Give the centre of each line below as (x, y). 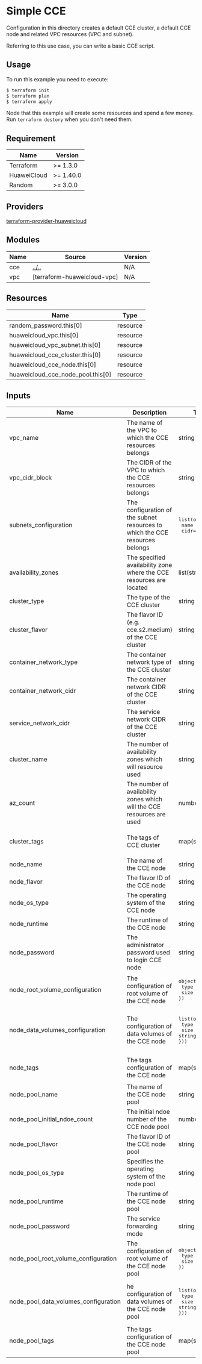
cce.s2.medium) (150, 630)
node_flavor (26, 882)
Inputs (19, 396)
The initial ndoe (148, 1112)
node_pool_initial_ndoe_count (51, 1119)
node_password (32, 953)
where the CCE (148, 572)
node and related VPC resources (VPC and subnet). (70, 34)
